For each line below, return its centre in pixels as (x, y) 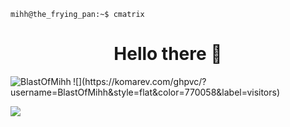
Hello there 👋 (168, 54)
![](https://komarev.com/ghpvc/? (139, 81)
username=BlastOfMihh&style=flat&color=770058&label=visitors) (145, 92)
